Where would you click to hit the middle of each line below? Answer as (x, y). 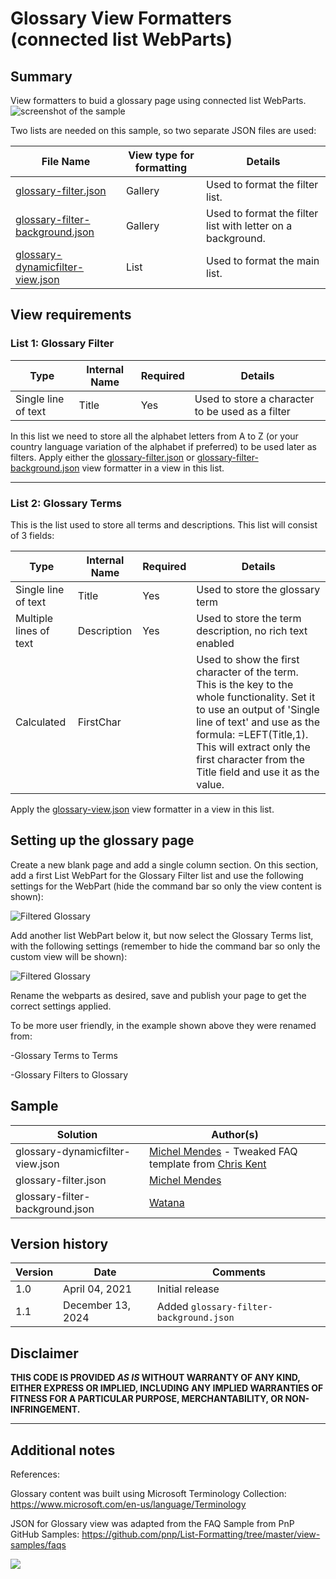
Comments (238, 1272)
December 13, (97, 1305)
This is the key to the (245, 684)
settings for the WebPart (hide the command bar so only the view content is (166, 886)
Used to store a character (254, 399)
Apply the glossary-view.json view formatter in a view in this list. (142, 809)
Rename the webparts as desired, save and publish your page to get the (158, 995)
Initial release (188, 1289)
